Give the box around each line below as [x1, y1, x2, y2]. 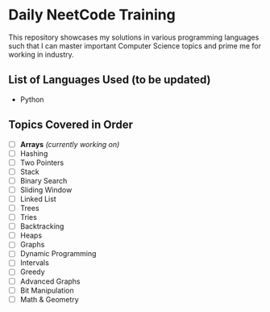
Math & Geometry [19, 294, 79, 304]
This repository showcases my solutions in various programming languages [8, 32, 260, 42]
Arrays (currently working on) [19, 139, 120, 149]
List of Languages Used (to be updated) [8, 73, 211, 86]
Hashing [19, 148, 48, 158]
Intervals [19, 258, 50, 268]
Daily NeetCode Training [8, 6, 176, 24]
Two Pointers [19, 158, 64, 167]
